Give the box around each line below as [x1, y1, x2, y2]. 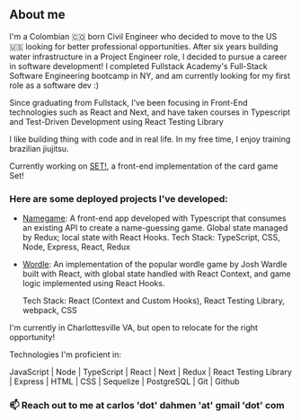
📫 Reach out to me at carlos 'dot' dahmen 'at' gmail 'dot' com [9, 399, 285, 412]
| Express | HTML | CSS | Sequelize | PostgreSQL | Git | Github [9, 376, 240, 387]
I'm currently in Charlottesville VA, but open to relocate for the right [9, 322, 259, 333]
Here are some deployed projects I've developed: [9, 192, 228, 205]
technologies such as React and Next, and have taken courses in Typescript [9, 107, 290, 118]
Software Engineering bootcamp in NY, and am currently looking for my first [9, 70, 290, 81]
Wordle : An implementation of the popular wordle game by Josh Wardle [22, 259, 288, 270]
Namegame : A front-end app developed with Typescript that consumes [22, 213, 287, 223]
